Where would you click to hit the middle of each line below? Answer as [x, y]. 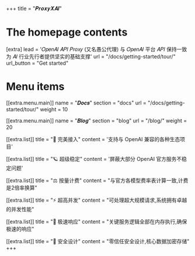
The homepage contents [67, 32]
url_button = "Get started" [37, 63]
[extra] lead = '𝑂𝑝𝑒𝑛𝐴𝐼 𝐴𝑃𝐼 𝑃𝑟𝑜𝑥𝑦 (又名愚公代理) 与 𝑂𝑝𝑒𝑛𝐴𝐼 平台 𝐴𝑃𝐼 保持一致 [97, 49]
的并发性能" [20, 209]
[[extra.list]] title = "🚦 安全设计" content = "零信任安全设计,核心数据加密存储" [98, 241]
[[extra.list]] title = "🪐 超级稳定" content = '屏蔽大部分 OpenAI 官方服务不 [94, 159]
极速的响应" [20, 229]
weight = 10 [54, 109]
